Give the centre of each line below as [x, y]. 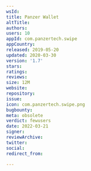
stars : [14, 66]
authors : [17, 28]
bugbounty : [19, 110]
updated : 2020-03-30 [31, 55]
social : [16, 148]
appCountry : [21, 45]
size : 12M [18, 83]
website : [17, 88]
